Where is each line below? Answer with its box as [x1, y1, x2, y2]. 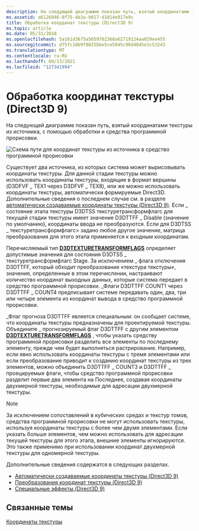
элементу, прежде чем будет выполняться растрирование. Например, [6, 344, 186, 352]
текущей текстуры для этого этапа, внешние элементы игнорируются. [6, 437, 185, 444]
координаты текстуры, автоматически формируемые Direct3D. [6, 189, 166, 196]
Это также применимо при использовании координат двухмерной [6, 443, 175, 450]
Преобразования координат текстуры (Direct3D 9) [14, 479, 143, 486]
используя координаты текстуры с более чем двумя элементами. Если [6, 424, 188, 431]
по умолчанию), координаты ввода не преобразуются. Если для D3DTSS [6, 220, 191, 227]
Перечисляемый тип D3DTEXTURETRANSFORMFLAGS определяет [6, 245, 176, 252]
